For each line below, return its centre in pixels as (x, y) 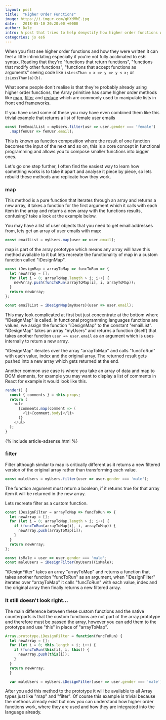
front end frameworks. (28, 103)
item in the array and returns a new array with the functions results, (74, 211)
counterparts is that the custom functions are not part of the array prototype (83, 616)
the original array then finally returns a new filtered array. (63, 588)
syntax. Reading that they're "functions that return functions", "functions (79, 62)
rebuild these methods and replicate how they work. (58, 176)
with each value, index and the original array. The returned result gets (76, 356)
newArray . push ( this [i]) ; (44, 655)
